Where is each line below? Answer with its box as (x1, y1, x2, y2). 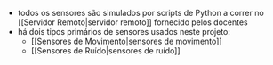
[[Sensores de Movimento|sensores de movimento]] (30, 36, 222, 46)
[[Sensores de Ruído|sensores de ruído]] (30, 45, 181, 56)
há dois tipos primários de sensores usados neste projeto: (17, 27, 231, 37)
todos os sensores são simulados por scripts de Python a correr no (17, 8, 264, 18)
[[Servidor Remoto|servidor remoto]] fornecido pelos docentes (17, 17, 248, 28)
